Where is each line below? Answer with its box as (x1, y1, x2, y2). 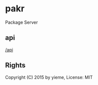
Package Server (5, 19, 38, 25)
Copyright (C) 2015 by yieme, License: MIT (5, 74, 93, 80)
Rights (5, 61, 26, 70)
